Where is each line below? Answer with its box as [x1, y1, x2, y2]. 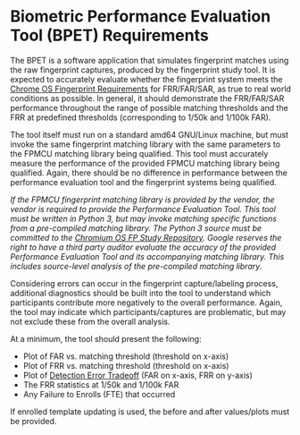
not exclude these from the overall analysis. [10, 316, 171, 327]
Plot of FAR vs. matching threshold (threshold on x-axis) [22, 351, 229, 362]
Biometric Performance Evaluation [10, 6, 271, 27]
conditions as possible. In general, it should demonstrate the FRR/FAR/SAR [10, 92, 285, 104]
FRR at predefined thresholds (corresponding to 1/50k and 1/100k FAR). [10, 112, 271, 123]
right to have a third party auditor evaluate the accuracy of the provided [10, 242, 277, 252]
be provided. [10, 415, 57, 426]
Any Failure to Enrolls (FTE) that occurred [22, 388, 176, 399]
